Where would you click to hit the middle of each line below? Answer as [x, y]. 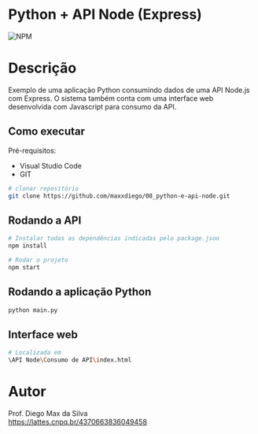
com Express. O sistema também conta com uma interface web [111, 98]
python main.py [33, 310]
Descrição [42, 68]
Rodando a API [45, 220]
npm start [24, 267]
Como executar [46, 132]
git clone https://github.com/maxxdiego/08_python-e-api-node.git [119, 196]
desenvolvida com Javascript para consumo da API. [92, 106]
